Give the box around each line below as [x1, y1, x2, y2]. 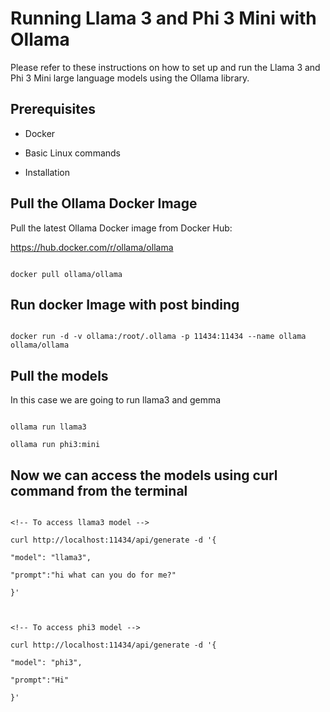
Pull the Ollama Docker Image [10, 195, 198, 212]
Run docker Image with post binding [10, 296, 240, 313]
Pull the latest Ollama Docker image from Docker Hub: [10, 222, 233, 234]
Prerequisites [10, 101, 96, 118]
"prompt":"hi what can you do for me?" [10, 570, 177, 580]
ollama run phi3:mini [10, 440, 101, 450]
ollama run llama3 [10, 422, 87, 432]
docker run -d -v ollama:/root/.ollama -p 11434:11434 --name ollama [10, 332, 307, 342]
